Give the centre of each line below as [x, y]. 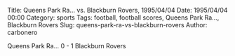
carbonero [22, 32]
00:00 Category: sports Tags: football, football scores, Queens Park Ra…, [113, 17]
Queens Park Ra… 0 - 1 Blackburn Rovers [67, 46]
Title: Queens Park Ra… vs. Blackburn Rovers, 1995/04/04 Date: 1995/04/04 [117, 10]
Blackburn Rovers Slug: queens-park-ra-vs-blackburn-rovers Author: [107, 25]
